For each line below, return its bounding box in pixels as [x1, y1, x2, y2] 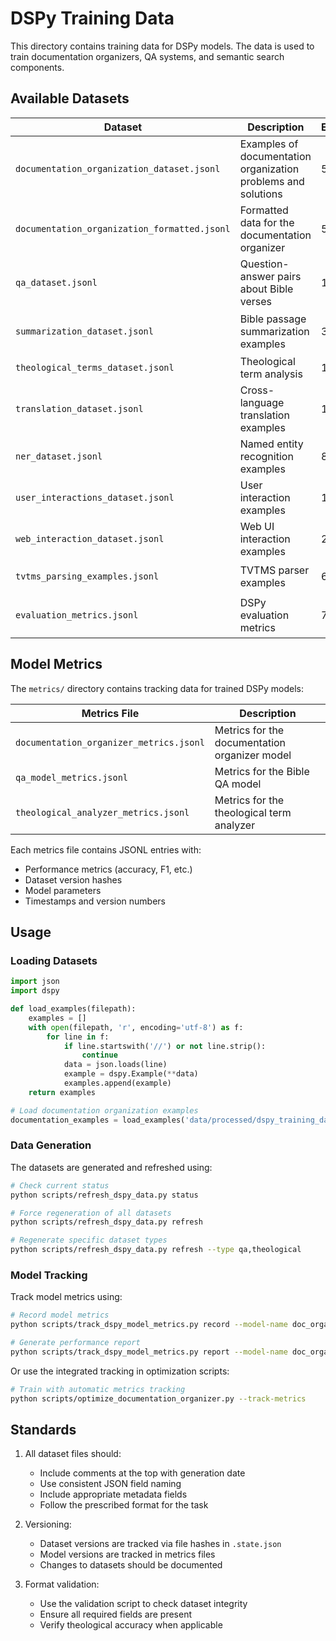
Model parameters [24, 884, 102, 896]
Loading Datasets [10, 953, 98, 967]
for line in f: [46, 1032, 110, 1042]
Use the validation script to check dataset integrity [39, 1598, 248, 1610]
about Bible [239, 282, 294, 296]
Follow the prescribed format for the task [39, 1499, 209, 1511]
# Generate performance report [10, 1338, 141, 1348]
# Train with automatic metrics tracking [10, 1384, 186, 1394]
